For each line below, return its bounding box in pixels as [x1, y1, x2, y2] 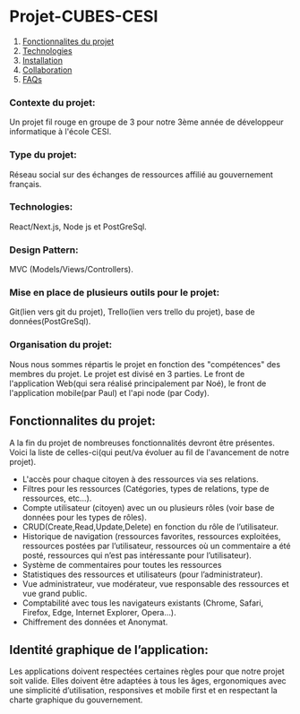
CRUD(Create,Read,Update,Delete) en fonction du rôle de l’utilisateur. [21, 521, 279, 532]
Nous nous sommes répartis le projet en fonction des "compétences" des [9, 358, 280, 369]
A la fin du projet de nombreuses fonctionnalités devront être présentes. [9, 437, 275, 448]
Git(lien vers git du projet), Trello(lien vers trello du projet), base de [9, 306, 255, 317]
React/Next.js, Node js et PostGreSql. [9, 221, 148, 232]
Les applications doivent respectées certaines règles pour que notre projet [9, 666, 285, 677]
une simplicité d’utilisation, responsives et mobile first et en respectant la [9, 685, 278, 696]
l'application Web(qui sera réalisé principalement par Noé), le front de [9, 378, 267, 389]
